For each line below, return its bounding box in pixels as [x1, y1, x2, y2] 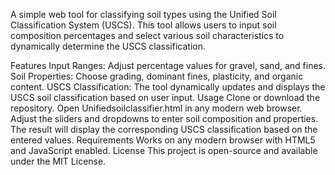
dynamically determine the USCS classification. [10, 40, 206, 52]
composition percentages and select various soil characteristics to [10, 30, 285, 41]
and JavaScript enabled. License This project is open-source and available [10, 145, 318, 156]
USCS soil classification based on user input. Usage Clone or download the [10, 92, 321, 103]
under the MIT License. [10, 155, 107, 167]
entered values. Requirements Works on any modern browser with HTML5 [10, 134, 316, 146]
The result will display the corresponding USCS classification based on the [10, 124, 318, 135]
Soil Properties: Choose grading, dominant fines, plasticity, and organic [10, 70, 304, 82]
